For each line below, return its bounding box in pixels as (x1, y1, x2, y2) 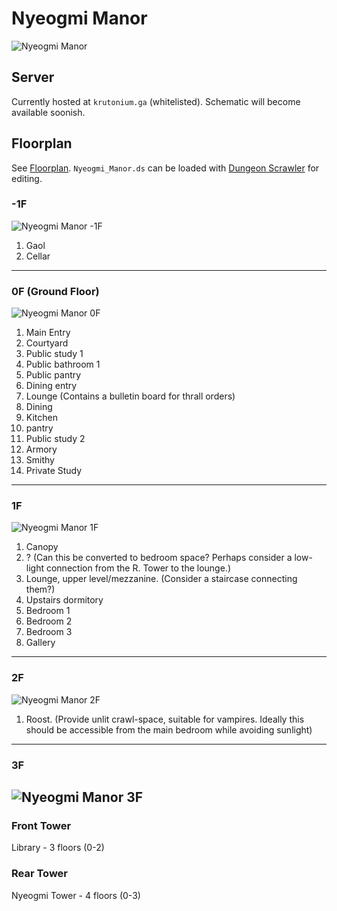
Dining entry (25, 380, 78, 392)
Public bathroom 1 (25, 358, 101, 371)
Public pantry (25, 369, 82, 381)
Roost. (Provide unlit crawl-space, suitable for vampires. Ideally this (25, 713, 305, 725)
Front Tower (11, 818, 72, 832)
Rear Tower (11, 867, 69, 881)
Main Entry (25, 327, 71, 339)
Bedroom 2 (25, 615, 73, 627)
